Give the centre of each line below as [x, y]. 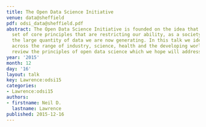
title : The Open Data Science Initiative [60, 12]
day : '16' [19, 69]
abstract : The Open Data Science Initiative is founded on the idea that [103, 29]
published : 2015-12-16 [35, 114]
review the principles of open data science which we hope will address [107, 52]
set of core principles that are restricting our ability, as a [96, 35]
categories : [21, 86]
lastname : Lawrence [37, 108]
